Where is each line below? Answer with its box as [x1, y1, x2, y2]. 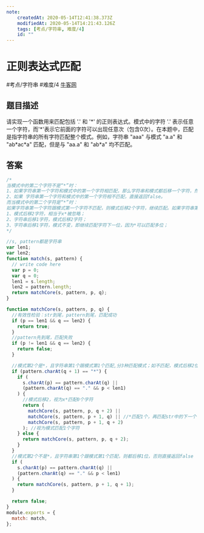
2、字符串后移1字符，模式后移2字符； [6, 216, 87, 222]
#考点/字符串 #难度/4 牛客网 [6, 81, 77, 88]
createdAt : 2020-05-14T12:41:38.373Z [17, 15, 113, 21]
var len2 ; [6, 250, 32, 256]
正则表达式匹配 [6, 60, 81, 74]
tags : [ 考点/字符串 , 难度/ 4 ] [17, 26, 85, 32]
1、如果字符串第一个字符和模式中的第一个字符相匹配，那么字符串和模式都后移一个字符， [6, 188, 194, 194]
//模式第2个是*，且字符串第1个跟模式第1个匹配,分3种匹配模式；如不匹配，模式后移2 [12, 362, 194, 369]
